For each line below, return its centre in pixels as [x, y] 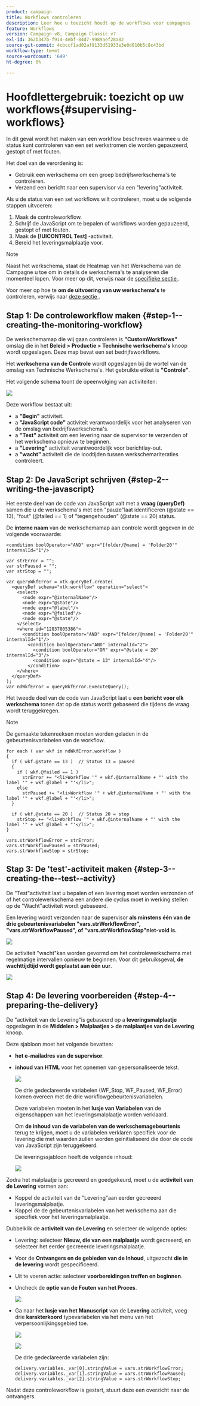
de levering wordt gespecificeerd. [57, 1264]
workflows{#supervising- [72, 109]
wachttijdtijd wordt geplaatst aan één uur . [59, 965]
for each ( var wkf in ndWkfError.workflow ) [64, 751]
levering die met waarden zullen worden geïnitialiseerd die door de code [104, 1139]
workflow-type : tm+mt [33, 51]
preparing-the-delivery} [52, 1005]
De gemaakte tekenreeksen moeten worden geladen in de [77, 734]
